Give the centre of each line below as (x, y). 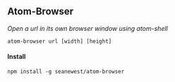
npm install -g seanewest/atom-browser (66, 72)
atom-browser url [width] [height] (60, 41)
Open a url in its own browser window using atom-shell (87, 28)
